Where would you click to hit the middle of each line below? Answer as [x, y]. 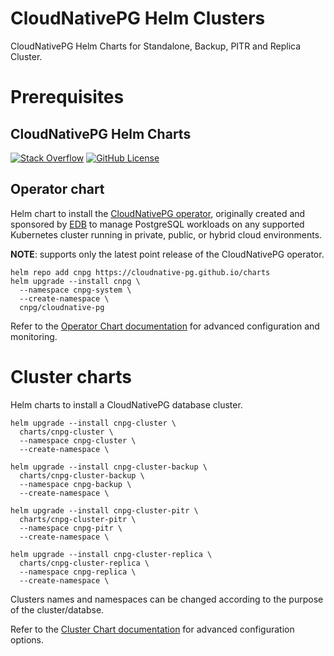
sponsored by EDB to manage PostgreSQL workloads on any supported [157, 224]
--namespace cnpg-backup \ [75, 484]
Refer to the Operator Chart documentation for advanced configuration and [165, 326]
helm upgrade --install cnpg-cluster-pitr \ [104, 510]
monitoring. [34, 336]
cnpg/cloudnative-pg [62, 307]
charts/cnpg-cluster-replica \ [84, 563]
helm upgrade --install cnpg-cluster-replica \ [111, 554]
